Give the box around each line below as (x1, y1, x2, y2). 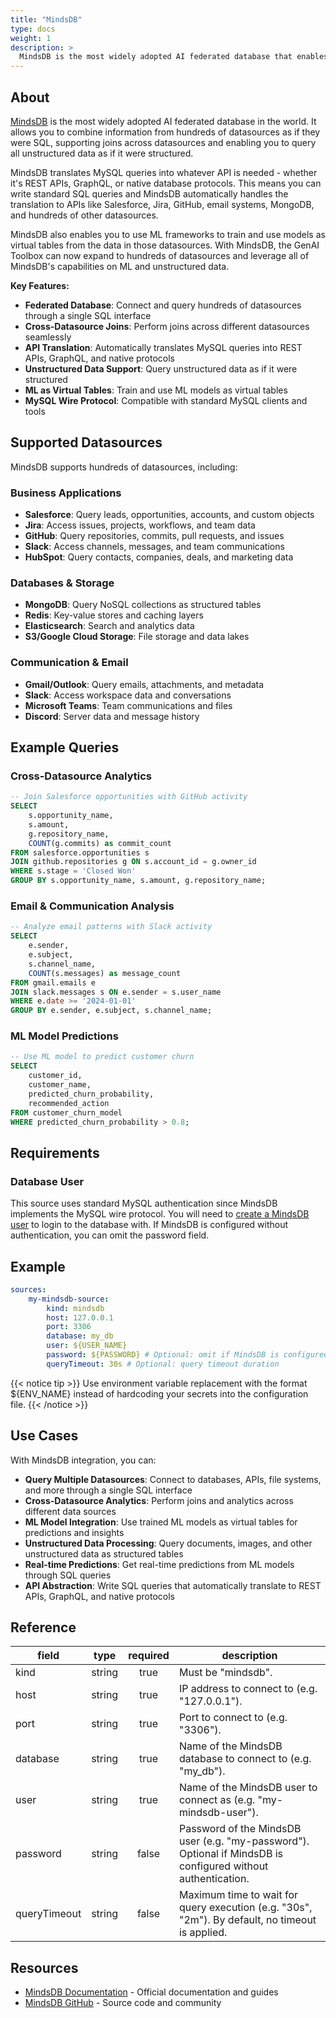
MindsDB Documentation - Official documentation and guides (24, 1986, 279, 1998)
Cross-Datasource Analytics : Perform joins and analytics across (24, 1494, 294, 1506)
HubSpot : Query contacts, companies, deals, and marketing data (24, 551, 294, 563)
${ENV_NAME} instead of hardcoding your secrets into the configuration (10, 1387, 309, 1400)
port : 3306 (46, 1322, 92, 1332)
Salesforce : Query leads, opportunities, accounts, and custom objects (24, 509, 315, 521)
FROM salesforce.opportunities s (10, 847, 150, 858)
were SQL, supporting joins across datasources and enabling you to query (10, 136, 317, 148)
